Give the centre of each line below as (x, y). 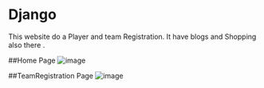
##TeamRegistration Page (51, 75)
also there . (27, 44)
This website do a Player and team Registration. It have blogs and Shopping (132, 36)
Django (33, 15)
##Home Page (32, 60)
